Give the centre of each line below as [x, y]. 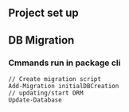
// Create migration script [55, 79]
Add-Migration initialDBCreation [64, 87]
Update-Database [35, 100]
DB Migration [41, 40]
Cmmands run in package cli [64, 63]
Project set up [43, 13]
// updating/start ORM [46, 93]
